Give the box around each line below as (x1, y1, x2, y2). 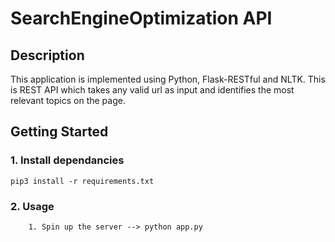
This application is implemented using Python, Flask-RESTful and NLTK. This (10, 73, 326, 85)
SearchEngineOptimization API (10, 7, 273, 30)
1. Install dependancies (10, 153, 125, 167)
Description (10, 47, 85, 64)
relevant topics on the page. (10, 95, 126, 106)
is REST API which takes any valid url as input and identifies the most (10, 84, 295, 96)
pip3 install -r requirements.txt (10, 176, 155, 186)
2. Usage (10, 199, 55, 213)
